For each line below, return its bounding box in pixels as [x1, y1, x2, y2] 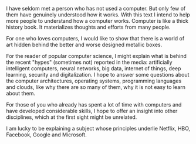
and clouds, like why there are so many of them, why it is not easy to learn [6, 84, 186, 90]
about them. [6, 90, 35, 97]
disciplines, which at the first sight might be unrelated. [6, 114, 137, 121]
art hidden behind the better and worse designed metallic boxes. [6, 41, 163, 48]
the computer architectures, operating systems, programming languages [6, 77, 182, 84]
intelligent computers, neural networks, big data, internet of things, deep [6, 65, 181, 72]
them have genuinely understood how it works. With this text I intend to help [6, 11, 190, 18]
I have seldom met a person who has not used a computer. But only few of [6, 5, 186, 12]
